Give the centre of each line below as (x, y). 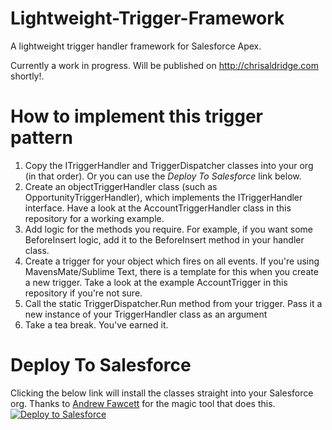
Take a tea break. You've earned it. (96, 324)
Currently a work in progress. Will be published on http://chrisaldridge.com (164, 65)
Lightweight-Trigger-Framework (147, 18)
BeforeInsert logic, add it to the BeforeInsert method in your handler (164, 239)
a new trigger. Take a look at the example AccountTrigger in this (156, 282)
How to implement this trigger (137, 116)
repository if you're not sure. (83, 293)
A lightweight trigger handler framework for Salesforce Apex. (136, 46)
